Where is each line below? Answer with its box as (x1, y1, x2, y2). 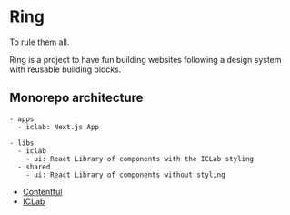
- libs (9, 138, 35, 148)
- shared (17, 162, 51, 171)
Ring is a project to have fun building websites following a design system (9, 54, 282, 65)
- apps (9, 114, 35, 124)
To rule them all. (9, 36, 70, 47)
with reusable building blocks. (9, 64, 122, 75)
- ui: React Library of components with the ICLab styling (25, 154, 255, 163)
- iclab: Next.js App (17, 122, 100, 131)
